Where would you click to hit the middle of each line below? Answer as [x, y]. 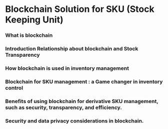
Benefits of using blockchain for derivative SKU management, [82, 101]
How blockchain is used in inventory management [67, 68]
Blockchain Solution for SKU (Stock [80, 9]
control [14, 88]
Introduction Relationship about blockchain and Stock [72, 49]
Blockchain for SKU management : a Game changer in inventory [84, 82]
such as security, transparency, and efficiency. [64, 107]
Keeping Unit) [34, 20]
